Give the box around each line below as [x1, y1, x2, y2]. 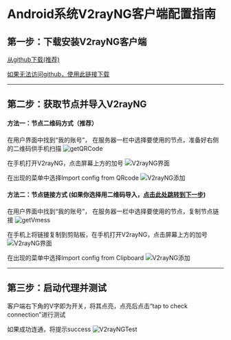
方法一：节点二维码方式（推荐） [7, 118, 98, 127]
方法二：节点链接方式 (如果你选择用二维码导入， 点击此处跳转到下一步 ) [7, 191, 206, 199]
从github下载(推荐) [7, 56, 60, 63]
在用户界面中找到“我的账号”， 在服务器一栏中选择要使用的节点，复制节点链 [7, 207, 219, 215]
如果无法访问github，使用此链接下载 [7, 70, 110, 78]
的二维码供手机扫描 [7, 144, 62, 152]
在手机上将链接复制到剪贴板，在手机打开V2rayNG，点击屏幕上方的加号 [7, 230, 208, 238]
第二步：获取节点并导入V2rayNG [7, 98, 147, 110]
